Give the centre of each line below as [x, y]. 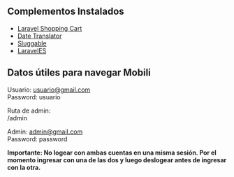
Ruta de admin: [29, 111]
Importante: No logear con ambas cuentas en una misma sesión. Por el [112, 153]
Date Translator [39, 36]
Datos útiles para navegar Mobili [79, 73]
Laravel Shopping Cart [50, 28]
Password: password [37, 139]
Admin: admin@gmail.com [45, 132]
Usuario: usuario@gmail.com [49, 90]
